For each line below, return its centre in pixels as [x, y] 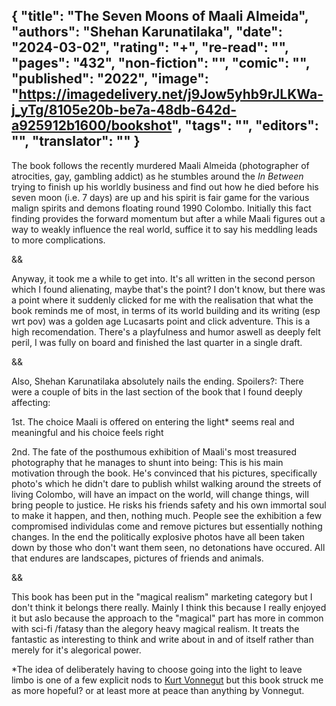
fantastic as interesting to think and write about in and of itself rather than [162, 639]
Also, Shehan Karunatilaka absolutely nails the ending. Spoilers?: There [157, 381]
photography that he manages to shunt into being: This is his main [147, 462]
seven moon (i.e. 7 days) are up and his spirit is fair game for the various [160, 197]
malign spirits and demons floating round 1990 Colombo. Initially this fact [161, 208]
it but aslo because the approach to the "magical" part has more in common [167, 618]
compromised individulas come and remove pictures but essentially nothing [167, 526]
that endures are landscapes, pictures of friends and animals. [137, 558]
